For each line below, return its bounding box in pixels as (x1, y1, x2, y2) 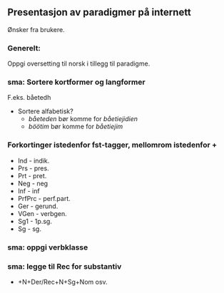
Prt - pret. (17, 171, 47, 180)
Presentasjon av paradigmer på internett (7, 6, 191, 19)
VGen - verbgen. (17, 209, 68, 217)
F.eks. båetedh (7, 93, 51, 102)
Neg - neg (17, 179, 49, 187)
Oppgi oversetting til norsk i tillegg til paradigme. (7, 59, 151, 68)
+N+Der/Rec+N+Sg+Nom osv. (17, 277, 108, 286)
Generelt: (7, 43, 41, 53)
